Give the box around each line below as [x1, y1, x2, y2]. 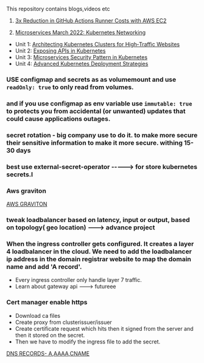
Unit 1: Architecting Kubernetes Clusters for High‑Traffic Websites [15, 41, 180, 48]
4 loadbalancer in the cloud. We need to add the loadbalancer [6, 247, 192, 256]
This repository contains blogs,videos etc [6, 5, 110, 12]
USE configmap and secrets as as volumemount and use [6, 75, 177, 84]
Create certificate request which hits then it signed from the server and [15, 325, 194, 332]
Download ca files [15, 312, 61, 319]
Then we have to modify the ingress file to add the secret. [15, 338, 161, 345]
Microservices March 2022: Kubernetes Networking [15, 29, 146, 36]
